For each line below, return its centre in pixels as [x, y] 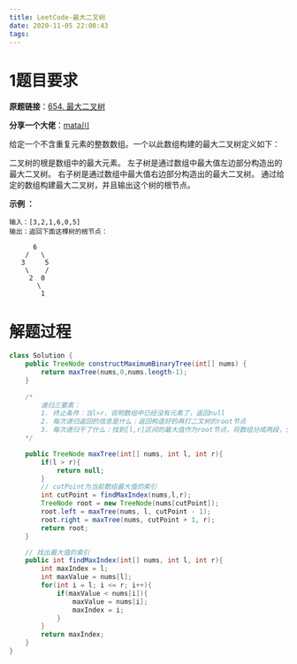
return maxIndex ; [72, 635]
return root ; [65, 528]
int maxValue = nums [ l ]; [87, 577]
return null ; [80, 470]
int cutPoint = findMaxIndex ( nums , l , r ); [116, 495]
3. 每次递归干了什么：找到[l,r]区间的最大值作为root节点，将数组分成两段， [163, 430]
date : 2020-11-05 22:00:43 [59, 26]
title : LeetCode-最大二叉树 [57, 17]
